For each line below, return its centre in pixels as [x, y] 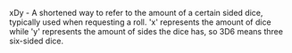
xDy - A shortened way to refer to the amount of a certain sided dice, [136, 13]
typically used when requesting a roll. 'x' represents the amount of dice [140, 22]
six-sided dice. [37, 41]
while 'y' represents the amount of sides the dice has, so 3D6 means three [146, 31]
